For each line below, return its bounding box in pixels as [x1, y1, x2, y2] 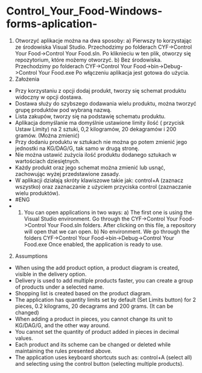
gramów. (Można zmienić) [14, 131, 80, 139]
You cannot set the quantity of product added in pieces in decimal [14, 328, 179, 335]
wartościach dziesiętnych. [14, 157, 80, 165]
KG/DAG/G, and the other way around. [14, 321, 110, 329]
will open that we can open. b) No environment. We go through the [24, 228, 190, 235]
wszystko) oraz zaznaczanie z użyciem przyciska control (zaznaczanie [14, 183, 192, 190]
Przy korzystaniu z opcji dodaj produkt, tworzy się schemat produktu [14, 87, 187, 94]
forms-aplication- [6, 17, 98, 31]
